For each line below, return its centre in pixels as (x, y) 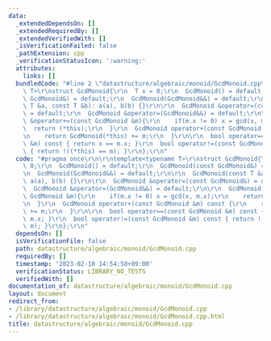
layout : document (38, 294)
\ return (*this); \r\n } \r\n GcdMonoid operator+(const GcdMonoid (142, 128)
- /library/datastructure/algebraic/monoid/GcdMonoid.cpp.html (117, 316)
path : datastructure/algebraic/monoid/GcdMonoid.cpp (106, 249)
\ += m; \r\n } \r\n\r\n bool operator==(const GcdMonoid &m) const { (144, 211)
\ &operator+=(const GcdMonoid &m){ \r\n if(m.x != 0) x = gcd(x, (140, 121)
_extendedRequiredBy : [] (57, 31)
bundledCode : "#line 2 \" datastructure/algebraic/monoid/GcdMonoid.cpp (139, 83)
